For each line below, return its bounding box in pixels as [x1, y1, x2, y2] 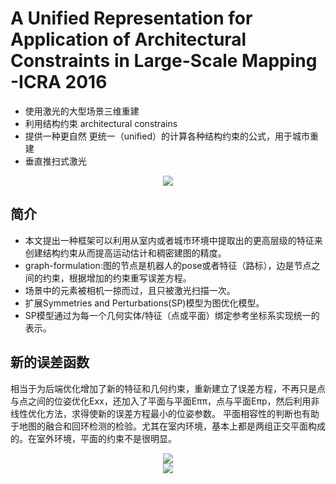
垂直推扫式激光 [24, 155, 87, 167]
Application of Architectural [10, 28, 247, 51]
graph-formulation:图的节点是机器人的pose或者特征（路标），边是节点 [24, 259, 312, 271]
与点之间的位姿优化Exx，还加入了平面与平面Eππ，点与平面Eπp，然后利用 [10, 395, 312, 407]
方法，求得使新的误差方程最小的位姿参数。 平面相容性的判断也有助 [44, 407, 320, 419]
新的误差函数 [10, 354, 90, 371]
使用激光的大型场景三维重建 [24, 105, 140, 117]
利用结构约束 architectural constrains [24, 117, 178, 129]
